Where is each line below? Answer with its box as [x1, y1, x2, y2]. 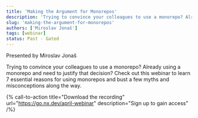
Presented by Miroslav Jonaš [6, 52, 77, 59]
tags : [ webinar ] [6, 31, 46, 36]
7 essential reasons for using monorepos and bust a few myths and [6, 76, 170, 83]
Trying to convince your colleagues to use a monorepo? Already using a [6, 63, 181, 70]
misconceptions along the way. [6, 82, 82, 89]
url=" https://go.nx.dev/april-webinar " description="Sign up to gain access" [6, 100, 189, 106]
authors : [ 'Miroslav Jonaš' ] [6, 25, 78, 31]
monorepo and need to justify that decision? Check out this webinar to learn [6, 70, 190, 76]
